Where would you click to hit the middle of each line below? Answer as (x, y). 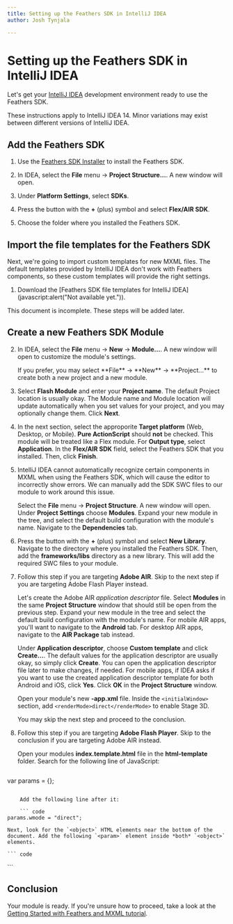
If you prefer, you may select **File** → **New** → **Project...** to (117, 370)
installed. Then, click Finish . (58, 456)
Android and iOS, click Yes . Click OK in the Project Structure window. (117, 685)
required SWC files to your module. (67, 563)
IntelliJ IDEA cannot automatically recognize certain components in (113, 470)
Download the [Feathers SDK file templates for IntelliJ (94, 290)
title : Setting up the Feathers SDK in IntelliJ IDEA (87, 14)
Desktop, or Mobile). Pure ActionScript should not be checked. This (115, 434)
